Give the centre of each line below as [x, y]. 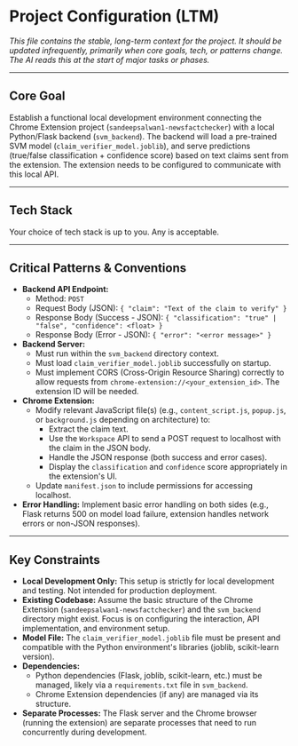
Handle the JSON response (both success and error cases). [158, 457]
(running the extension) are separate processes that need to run [139, 723]
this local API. [34, 174]
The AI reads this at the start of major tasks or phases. [110, 60]
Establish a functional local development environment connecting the [135, 117]
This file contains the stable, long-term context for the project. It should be [145, 41]
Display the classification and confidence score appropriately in [168, 467]
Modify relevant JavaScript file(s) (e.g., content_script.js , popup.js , [161, 410]
